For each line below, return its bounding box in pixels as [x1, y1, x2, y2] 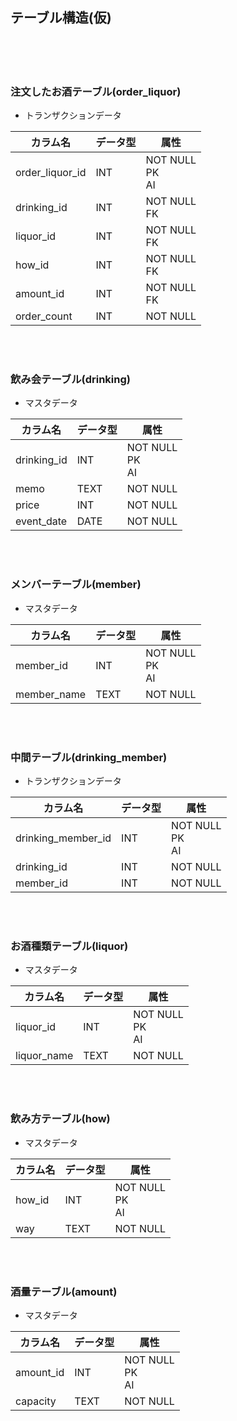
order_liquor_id [15, 166, 87, 180]
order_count [15, 309, 73, 323]
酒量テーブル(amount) [10, 1284, 118, 1298]
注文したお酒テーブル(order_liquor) [10, 84, 182, 98]
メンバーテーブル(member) [10, 578, 142, 592]
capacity [15, 1394, 57, 1408]
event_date [15, 514, 68, 528]
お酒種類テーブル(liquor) [10, 939, 129, 953]
